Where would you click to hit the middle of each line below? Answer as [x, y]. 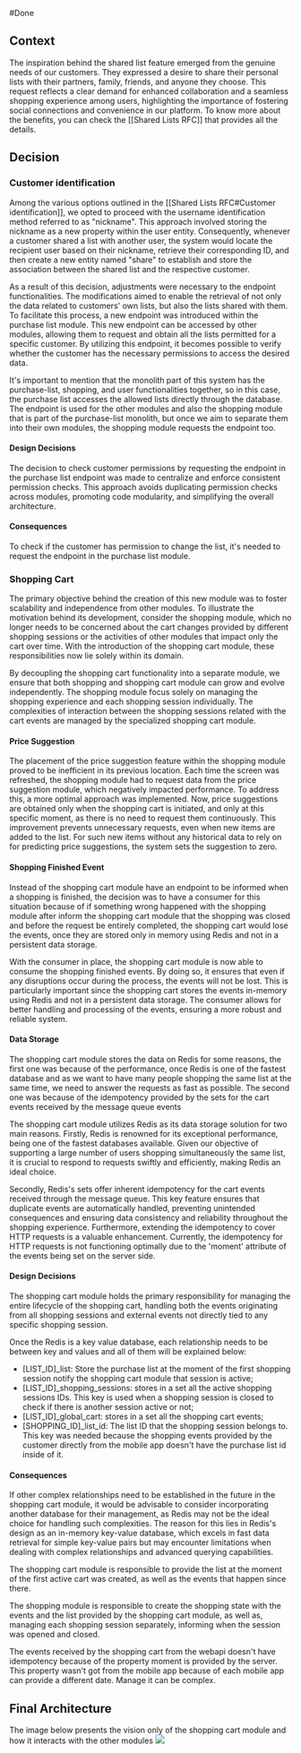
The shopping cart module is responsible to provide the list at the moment [146, 1569]
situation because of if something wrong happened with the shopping [138, 906]
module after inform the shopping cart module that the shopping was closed [150, 915]
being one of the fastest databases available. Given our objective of [134, 1143]
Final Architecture [60, 1709]
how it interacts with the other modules [82, 1740]
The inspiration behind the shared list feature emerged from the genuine [142, 63]
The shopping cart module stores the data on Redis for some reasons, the [146, 1059]
